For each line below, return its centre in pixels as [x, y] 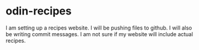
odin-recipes [39, 11]
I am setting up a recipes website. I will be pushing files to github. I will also [99, 28]
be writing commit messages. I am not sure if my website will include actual [99, 34]
